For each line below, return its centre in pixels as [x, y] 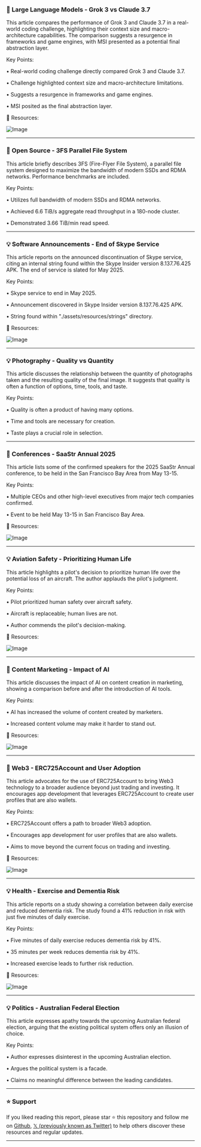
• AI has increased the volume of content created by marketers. [85, 712]
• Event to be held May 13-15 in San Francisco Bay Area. [75, 514]
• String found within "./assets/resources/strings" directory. [80, 316]
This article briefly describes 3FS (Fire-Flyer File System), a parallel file [94, 164]
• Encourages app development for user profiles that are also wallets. [92, 835]
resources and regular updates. [45, 1132]
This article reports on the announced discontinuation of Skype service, [95, 257]
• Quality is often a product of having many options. [70, 410]
